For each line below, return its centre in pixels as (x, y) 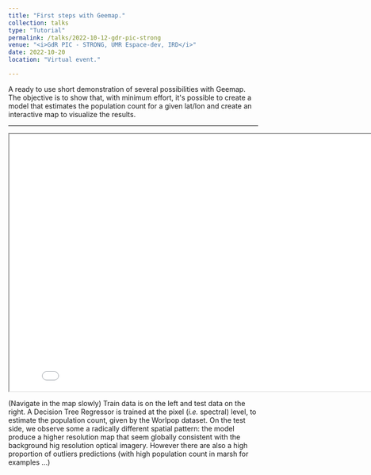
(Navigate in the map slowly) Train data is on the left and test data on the (127, 403)
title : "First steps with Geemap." (67, 15)
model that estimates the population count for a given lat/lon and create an (130, 106)
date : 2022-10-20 (37, 52)
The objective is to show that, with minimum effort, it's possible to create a (130, 97)
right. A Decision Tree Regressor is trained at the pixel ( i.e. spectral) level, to (132, 412)
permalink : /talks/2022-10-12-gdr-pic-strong (84, 38)
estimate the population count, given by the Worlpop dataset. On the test (127, 420)
